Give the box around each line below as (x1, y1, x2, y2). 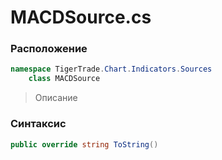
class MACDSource (28, 74, 101, 84)
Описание (34, 92, 78, 104)
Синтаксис (10, 117, 67, 131)
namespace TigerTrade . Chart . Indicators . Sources (10, 64, 213, 75)
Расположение (10, 42, 88, 56)
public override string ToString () (10, 139, 159, 150)
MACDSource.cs (10, 6, 152, 29)
